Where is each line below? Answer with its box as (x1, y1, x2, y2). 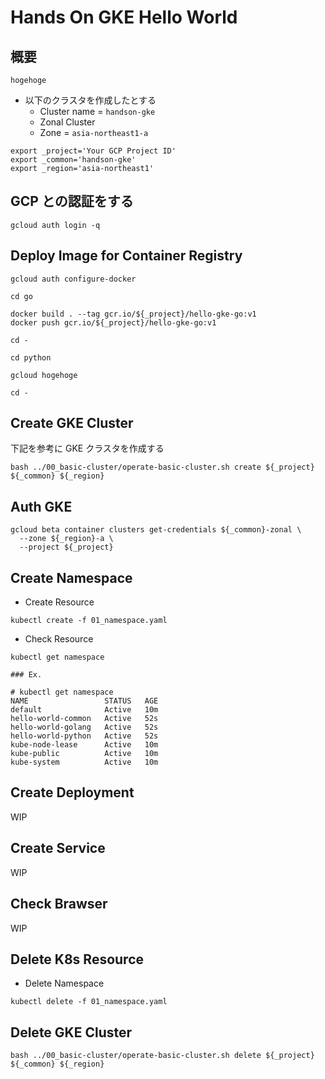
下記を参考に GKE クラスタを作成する (10, 442, 165, 455)
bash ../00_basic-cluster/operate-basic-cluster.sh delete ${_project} (10, 1051, 315, 1061)
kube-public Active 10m (10, 749, 159, 759)
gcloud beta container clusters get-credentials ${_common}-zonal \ (10, 525, 302, 535)
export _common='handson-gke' (10, 155, 137, 165)
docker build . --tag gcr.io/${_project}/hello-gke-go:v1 (10, 309, 257, 319)
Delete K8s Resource (10, 951, 145, 968)
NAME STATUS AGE (10, 696, 159, 706)
